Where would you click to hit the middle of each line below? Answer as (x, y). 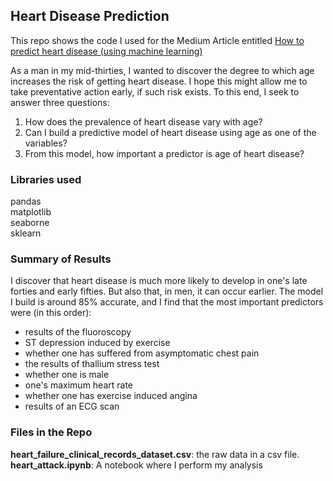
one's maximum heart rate (79, 385)
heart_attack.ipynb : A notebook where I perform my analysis (136, 465)
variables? (46, 143)
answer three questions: (60, 102)
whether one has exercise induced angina (111, 396)
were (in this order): (51, 313)
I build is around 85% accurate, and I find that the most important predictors (167, 302)
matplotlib (31, 212)
